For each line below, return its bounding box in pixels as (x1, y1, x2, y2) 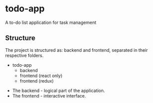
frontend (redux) (19, 78, 54, 84)
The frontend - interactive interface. (12, 93, 86, 99)
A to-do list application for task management (5, 19, 97, 25)
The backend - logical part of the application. (12, 88, 105, 94)
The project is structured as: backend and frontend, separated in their (5, 47, 148, 53)
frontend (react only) (19, 73, 63, 79)
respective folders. (5, 52, 44, 58)
